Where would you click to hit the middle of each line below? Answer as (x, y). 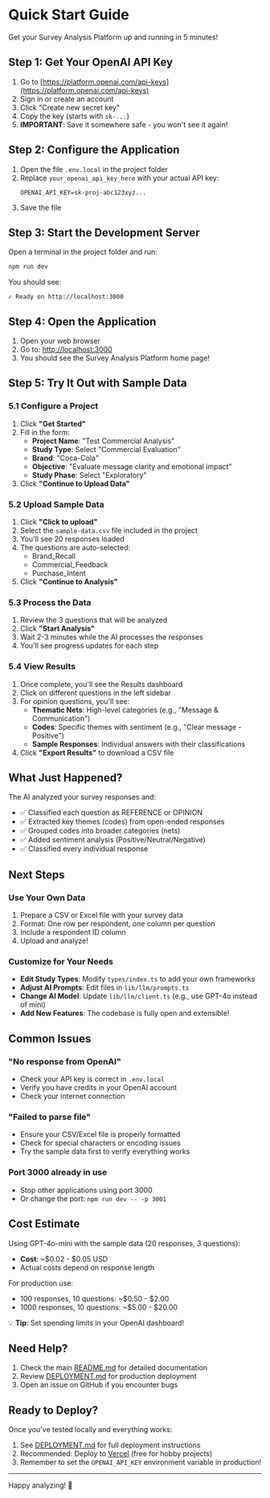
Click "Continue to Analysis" (69, 582)
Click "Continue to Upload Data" (75, 484)
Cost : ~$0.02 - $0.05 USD (64, 1259)
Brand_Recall (54, 556)
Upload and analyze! (54, 941)
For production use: (41, 1283)
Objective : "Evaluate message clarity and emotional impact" (132, 466)
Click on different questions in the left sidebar (95, 693)
